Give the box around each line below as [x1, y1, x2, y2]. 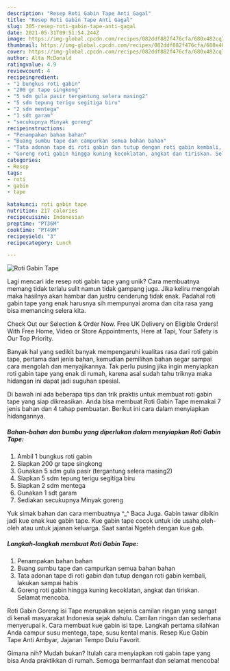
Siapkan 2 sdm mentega [16, 482, 86, 490]
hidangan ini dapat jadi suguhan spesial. [7, 377, 120, 385]
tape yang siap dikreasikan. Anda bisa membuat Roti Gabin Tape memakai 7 [7, 397, 221, 405]
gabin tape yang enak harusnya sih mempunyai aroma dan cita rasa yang [7, 299, 214, 307]
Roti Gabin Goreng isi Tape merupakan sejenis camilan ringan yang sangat [7, 607, 217, 615]
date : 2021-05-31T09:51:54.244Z [7, 29, 99, 36]
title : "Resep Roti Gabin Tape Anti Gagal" [7, 16, 133, 23]
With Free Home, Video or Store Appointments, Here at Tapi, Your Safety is [7, 327, 218, 335]
